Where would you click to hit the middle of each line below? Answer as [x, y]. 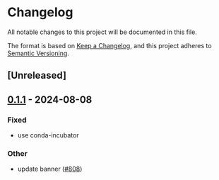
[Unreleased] [37, 75]
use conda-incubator [48, 135]
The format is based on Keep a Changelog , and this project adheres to [109, 45]
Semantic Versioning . [38, 53]
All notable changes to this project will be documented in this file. [102, 32]
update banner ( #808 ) [50, 169]
